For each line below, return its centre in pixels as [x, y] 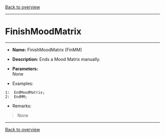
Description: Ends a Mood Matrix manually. [56, 59]
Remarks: [22, 106]
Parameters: [25, 69]
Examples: [23, 83]
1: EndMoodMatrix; [25, 92]
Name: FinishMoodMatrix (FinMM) [47, 50]
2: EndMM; [16, 97]
